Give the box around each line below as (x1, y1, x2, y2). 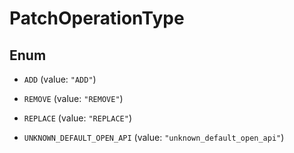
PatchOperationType (9, 7, 185, 30)
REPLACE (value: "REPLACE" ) (23, 112, 132, 124)
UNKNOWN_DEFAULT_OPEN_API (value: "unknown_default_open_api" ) (23, 132, 285, 143)
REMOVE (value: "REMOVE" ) (23, 93, 124, 104)
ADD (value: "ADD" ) (23, 73, 97, 85)
